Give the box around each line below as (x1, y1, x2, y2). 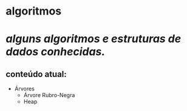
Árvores (14, 85, 35, 92)
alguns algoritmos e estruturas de (5, 32, 182, 46)
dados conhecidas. (5, 45, 106, 59)
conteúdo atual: (5, 69, 67, 79)
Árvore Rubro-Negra (23, 92, 75, 99)
